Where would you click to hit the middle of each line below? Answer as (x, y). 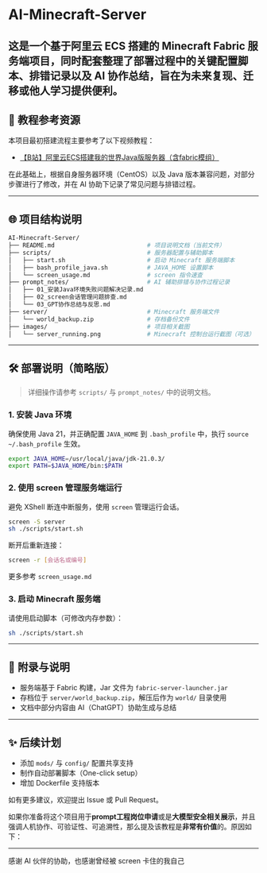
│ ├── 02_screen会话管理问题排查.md (68, 297)
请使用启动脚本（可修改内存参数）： (66, 618)
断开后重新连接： (36, 545)
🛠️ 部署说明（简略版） (62, 368)
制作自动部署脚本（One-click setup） (81, 773)
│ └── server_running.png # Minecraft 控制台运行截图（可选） (132, 334)
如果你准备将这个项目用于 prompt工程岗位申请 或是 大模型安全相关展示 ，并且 (132, 817)
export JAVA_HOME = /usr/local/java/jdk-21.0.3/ (87, 458)
